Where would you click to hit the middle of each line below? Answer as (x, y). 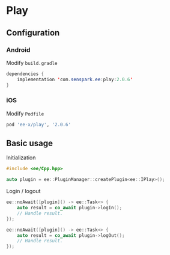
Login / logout (23, 191)
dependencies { (25, 74)
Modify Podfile (25, 113)
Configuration (33, 33)
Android (18, 50)
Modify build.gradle (32, 63)
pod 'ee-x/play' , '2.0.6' (38, 124)
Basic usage (29, 143)
